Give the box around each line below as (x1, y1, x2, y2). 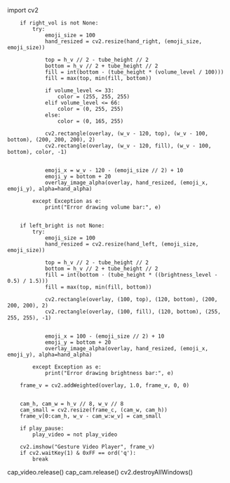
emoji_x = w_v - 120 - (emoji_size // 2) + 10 (44, 167, 184, 174)
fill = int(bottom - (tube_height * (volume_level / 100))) (44, 69, 224, 76)
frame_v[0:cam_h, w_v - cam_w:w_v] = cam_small (20, 413, 161, 420)
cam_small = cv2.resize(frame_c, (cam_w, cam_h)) (20, 406, 168, 413)
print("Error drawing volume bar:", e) (44, 204, 161, 211)
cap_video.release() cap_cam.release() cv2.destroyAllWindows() (7, 468, 194, 476)
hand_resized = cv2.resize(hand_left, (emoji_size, (44, 241, 199, 248)
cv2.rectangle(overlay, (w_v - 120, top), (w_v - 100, (44, 130, 209, 137)
